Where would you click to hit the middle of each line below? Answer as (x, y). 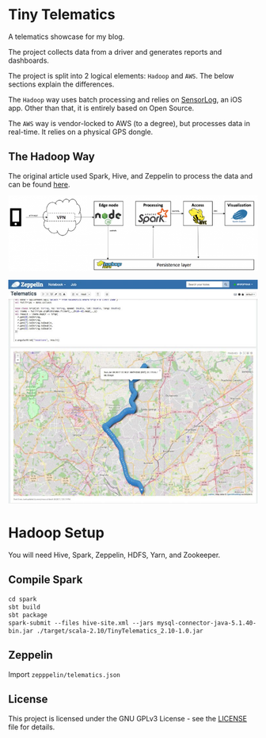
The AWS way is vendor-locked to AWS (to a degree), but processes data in (129, 123)
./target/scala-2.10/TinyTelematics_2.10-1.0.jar (120, 631)
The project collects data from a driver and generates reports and (115, 52)
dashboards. (29, 60)
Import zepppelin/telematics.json (64, 674)
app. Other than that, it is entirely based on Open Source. (101, 108)
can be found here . (39, 184)
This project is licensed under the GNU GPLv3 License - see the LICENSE (128, 718)
